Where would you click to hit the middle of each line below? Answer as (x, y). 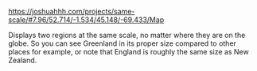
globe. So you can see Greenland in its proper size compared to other (123, 43)
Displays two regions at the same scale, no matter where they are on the (127, 35)
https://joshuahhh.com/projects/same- (72, 11)
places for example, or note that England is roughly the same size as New (128, 52)
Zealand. (23, 60)
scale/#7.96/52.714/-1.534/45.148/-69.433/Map (86, 20)
